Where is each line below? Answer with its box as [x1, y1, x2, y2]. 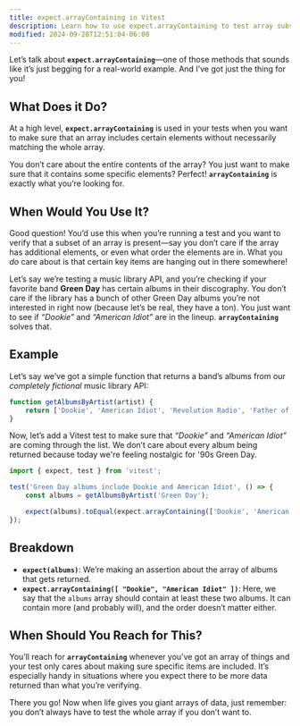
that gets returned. [21, 573, 92, 584]
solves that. [9, 321, 52, 332]
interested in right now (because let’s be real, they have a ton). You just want [9, 302, 291, 313]
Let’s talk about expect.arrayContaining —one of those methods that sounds [9, 55, 290, 65]
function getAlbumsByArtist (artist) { [9, 397, 154, 407]
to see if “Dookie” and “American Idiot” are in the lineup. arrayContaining [9, 312, 279, 322]
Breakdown [9, 540, 74, 555]
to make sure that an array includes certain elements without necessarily [9, 132, 277, 143]
